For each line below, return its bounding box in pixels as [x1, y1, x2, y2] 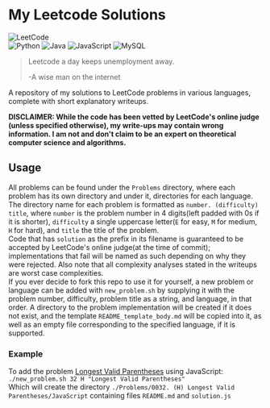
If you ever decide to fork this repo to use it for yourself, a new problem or [8, 277, 254, 286]
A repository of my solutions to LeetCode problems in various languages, [8, 87, 251, 98]
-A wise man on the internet [27, 72, 121, 81]
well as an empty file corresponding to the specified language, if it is [8, 319, 236, 329]
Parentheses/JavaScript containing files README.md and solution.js [8, 391, 231, 401]
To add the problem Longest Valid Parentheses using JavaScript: [8, 367, 224, 377]
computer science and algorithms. [8, 137, 127, 147]
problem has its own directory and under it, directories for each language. [8, 191, 254, 201]
